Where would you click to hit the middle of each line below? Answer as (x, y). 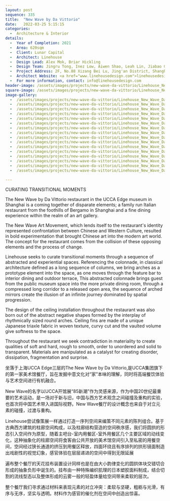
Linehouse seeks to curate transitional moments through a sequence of (80, 257)
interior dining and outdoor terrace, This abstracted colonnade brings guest (84, 278)
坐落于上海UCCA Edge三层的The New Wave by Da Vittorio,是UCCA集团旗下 (84, 368)
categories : (18, 29)
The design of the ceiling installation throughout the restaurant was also (80, 310)
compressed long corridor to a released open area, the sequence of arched (84, 289)
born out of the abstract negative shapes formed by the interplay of (75, 315)
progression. (18, 300)
